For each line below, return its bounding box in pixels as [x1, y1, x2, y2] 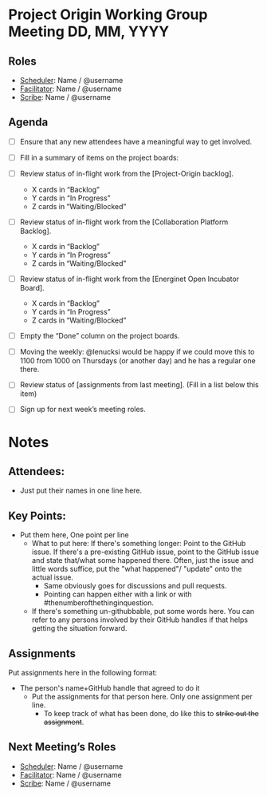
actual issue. [31, 572, 74, 582]
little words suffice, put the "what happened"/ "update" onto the [31, 564, 242, 574]
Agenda [8, 116, 49, 129]
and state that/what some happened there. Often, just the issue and [31, 556, 253, 565]
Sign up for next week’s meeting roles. [19, 405, 146, 414]
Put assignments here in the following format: [8, 668, 158, 677]
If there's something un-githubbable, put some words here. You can [31, 607, 255, 616]
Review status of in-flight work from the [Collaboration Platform [19, 217, 229, 227]
